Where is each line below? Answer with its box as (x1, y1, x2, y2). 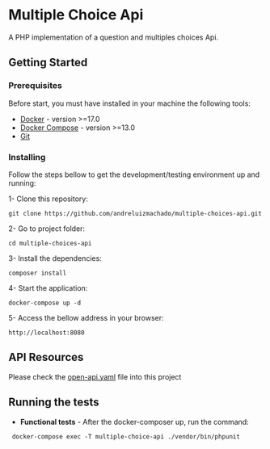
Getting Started (8, 56, 88, 69)
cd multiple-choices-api (8, 239, 92, 247)
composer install (8, 269, 67, 277)
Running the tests (8, 396, 99, 409)
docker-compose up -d (8, 299, 82, 307)
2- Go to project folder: (8, 224, 86, 233)
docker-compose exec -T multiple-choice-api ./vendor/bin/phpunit (11, 432, 241, 441)
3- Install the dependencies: (8, 253, 103, 263)
